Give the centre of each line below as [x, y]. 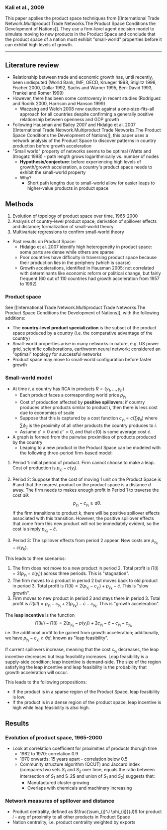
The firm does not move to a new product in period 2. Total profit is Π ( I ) [85, 568]
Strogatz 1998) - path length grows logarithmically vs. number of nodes [85, 156]
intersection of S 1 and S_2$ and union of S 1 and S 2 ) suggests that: [87, 776]
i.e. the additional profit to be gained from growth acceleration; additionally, [82, 633]
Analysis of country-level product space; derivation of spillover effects [84, 221]
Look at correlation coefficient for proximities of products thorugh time [84, 748]
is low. [19, 697]
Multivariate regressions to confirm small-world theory [68, 232]
